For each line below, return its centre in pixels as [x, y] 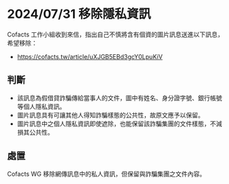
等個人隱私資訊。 [41, 106]
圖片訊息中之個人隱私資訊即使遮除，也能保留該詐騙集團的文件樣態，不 [117, 124]
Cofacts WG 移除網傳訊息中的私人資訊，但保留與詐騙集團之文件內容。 [107, 174]
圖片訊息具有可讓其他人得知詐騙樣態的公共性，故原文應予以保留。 [110, 115]
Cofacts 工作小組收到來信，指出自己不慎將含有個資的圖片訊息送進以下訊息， [116, 34]
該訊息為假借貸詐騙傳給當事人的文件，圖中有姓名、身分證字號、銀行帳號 [119, 97]
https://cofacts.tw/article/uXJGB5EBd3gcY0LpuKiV [90, 56]
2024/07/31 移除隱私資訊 [79, 14]
